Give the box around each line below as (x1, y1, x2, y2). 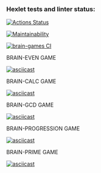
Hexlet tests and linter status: (6, 5, 96, 13)
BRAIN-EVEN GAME (6, 54, 57, 62)
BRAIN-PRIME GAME (6, 149, 59, 156)
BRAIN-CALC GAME (6, 78, 57, 85)
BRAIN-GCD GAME (6, 101, 54, 108)
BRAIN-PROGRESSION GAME (6, 125, 80, 132)
